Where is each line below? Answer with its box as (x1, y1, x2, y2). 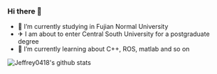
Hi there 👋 (7, 6, 43, 16)
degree (17, 37, 39, 46)
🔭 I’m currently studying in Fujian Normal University (17, 23, 169, 31)
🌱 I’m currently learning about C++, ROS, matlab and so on (17, 45, 190, 54)
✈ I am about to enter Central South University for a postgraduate (17, 30, 210, 38)
